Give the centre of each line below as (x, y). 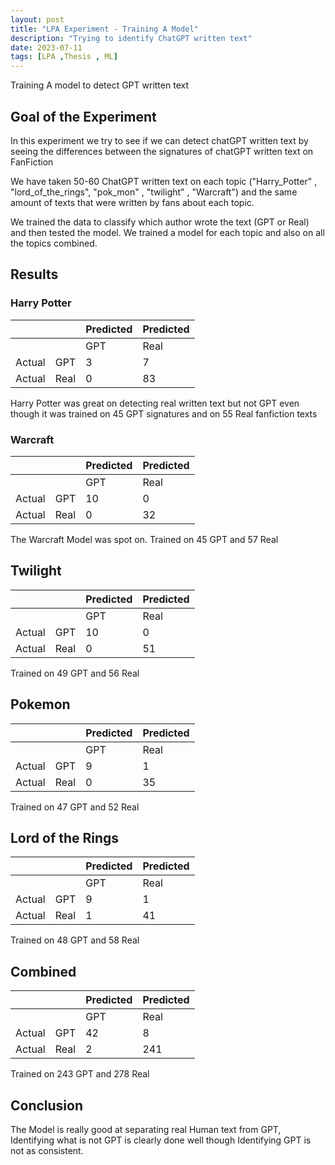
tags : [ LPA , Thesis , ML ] (64, 57)
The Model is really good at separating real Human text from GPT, (146, 1129)
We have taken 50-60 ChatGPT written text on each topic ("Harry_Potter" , (164, 181)
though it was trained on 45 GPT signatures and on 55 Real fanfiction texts (164, 413)
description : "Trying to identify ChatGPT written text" (131, 38)
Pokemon (40, 704)
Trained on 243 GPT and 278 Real (80, 1074)
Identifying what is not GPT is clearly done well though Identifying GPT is (161, 1140)
